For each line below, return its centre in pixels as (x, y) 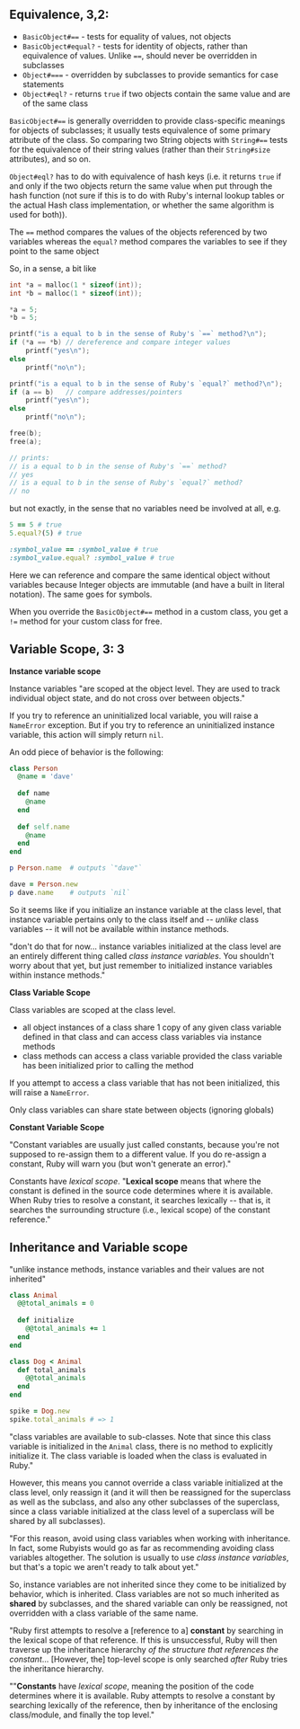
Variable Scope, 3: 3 (67, 649)
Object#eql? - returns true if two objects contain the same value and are (156, 93)
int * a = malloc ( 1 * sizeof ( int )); (76, 285)
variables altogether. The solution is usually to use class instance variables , (149, 1557)
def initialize (46, 1320)
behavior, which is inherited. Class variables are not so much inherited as (145, 1593)
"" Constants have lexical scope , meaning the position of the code (132, 1686)
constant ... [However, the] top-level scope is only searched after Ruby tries (149, 1659)
